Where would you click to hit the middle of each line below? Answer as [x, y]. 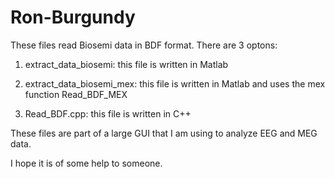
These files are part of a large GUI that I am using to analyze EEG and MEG [164, 133]
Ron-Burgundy [73, 17]
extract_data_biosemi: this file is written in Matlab [126, 64]
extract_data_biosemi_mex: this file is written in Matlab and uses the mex [175, 83]
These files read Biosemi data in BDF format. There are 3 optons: [144, 45]
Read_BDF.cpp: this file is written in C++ [108, 113]
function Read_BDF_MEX [76, 94]
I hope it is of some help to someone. [86, 163]
